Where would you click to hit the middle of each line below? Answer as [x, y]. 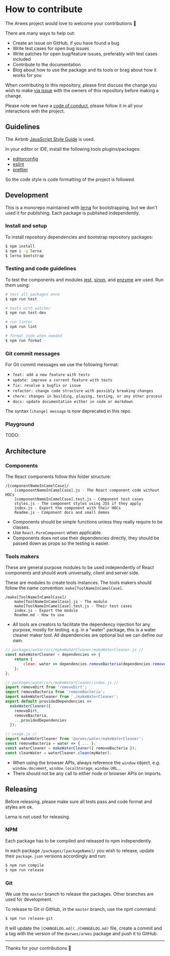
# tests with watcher [28, 308]
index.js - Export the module [46, 611]
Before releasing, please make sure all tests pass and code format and [79, 802]
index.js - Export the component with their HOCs [68, 508]
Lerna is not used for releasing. [38, 817]
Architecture [26, 451]
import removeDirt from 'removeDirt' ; [46, 687]
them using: [18, 285]
